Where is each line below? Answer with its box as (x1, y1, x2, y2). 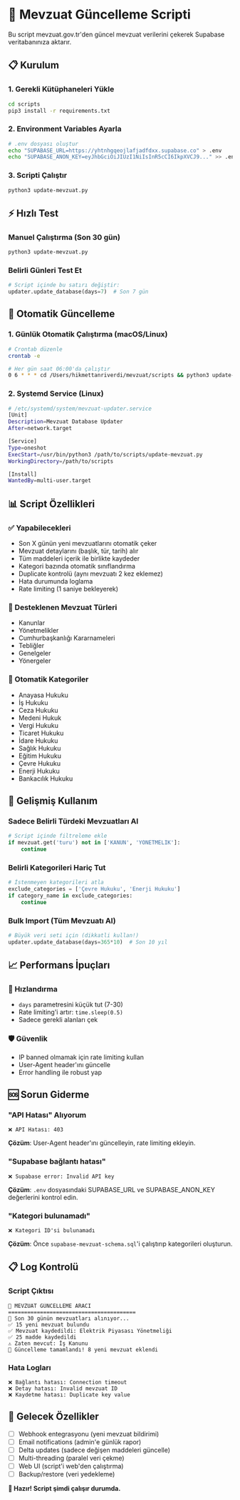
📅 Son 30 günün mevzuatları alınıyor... (8, 1314, 130, 1322)
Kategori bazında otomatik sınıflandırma (18, 562, 136, 570)
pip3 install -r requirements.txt (8, 107, 111, 114)
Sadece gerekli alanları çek (18, 1016, 98, 1024)
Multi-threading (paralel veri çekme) (18, 1454, 125, 1462)
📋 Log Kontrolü (8, 1261, 79, 1274)
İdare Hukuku (18, 736, 58, 745)
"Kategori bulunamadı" (8, 1211, 91, 1221)
